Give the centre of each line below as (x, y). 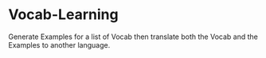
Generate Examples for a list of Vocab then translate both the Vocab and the (133, 37)
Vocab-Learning (63, 15)
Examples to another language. (59, 44)
